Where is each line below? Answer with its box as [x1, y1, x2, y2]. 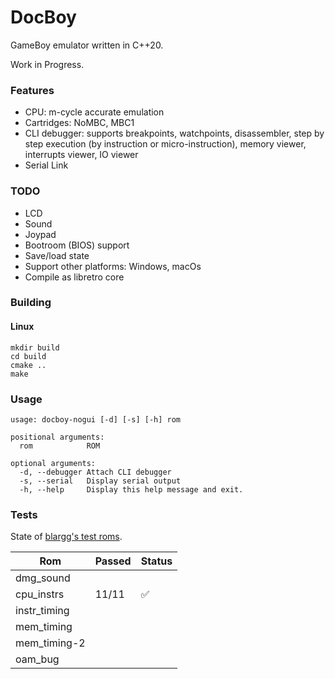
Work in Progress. [10, 58, 85, 70]
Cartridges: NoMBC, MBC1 [24, 117, 135, 129]
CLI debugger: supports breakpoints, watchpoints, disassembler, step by [24, 127, 325, 140]
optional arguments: [10, 458, 97, 468]
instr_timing [15, 604, 70, 618]
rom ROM [19, 441, 101, 451]
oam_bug [15, 652, 60, 666]
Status [140, 554, 173, 568]
